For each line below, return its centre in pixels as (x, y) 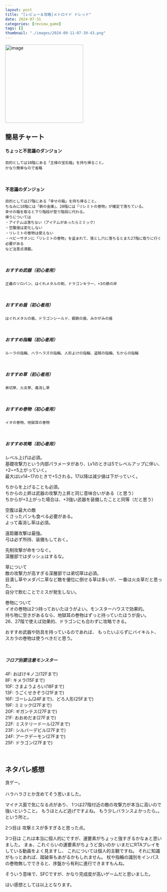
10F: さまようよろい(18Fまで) (35, 686)
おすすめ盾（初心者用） (29, 305)
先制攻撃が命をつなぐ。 (29, 550)
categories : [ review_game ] (33, 24)
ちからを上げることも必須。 (34, 487)
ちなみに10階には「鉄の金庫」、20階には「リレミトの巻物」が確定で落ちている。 (76, 206)
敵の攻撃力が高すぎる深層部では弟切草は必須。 (53, 573)
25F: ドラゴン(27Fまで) (29, 742)
